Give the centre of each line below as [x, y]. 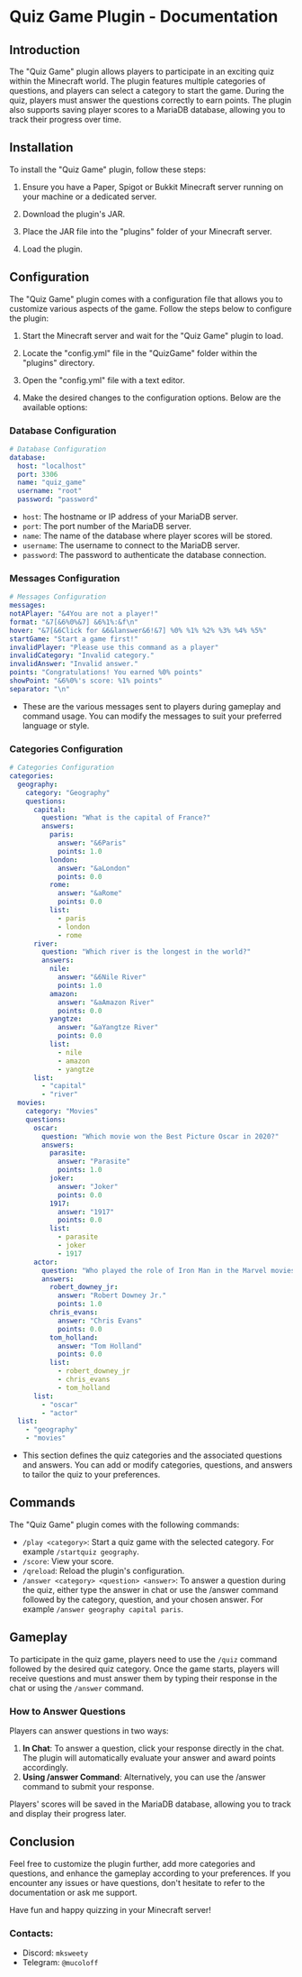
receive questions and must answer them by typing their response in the [143, 1678]
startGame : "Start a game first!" [74, 639]
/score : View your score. [68, 1561]
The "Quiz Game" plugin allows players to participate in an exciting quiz [142, 71]
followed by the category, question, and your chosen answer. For [142, 1599]
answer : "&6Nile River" [102, 977]
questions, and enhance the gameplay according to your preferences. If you [150, 1873]
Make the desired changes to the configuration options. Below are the [151, 398]
